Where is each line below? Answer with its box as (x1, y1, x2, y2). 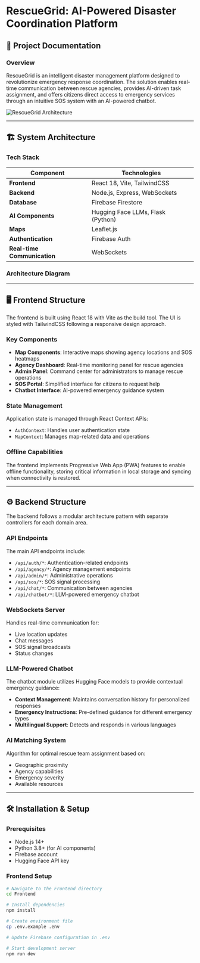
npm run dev (6, 950, 36, 957)
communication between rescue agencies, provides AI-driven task (18, 85, 182, 92)
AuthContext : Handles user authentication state (14, 427, 130, 434)
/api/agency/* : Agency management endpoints (14, 565, 131, 573)
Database (9, 198, 37, 206)
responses (14, 702, 41, 710)
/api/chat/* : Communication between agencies (14, 584, 133, 591)
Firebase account (14, 851, 58, 858)
